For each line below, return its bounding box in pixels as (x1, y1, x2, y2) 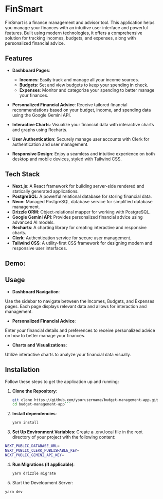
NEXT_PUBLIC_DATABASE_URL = (5, 443, 60, 449)
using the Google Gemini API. (12, 112, 72, 118)
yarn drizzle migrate (12, 471, 56, 476)
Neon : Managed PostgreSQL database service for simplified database (12, 198, 153, 204)
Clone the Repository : (12, 388, 57, 394)
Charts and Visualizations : (12, 342, 67, 348)
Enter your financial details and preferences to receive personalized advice (5, 327, 156, 333)
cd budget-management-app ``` (12, 402, 72, 407)
